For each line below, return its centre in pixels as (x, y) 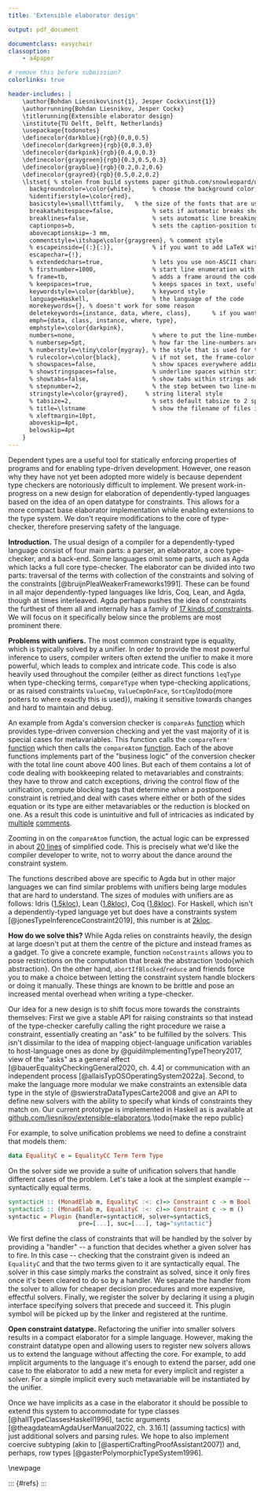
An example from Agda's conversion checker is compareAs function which (126, 722)
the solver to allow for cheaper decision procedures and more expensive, (126, 1289)
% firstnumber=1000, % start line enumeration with (142, 270)
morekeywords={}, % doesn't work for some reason (112, 306)
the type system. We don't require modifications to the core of (109, 518)
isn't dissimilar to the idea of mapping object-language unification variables (130, 1042)
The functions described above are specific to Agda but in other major (122, 878)
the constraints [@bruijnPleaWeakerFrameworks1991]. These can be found (129, 583)
